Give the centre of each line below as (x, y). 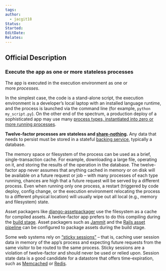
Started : (14, 28)
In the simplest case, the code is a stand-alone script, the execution (74, 98)
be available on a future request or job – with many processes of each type (82, 175)
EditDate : (15, 33)
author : (13, 14)
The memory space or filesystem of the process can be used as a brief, (78, 154)
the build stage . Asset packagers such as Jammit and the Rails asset (75, 222)
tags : (11, 10)
